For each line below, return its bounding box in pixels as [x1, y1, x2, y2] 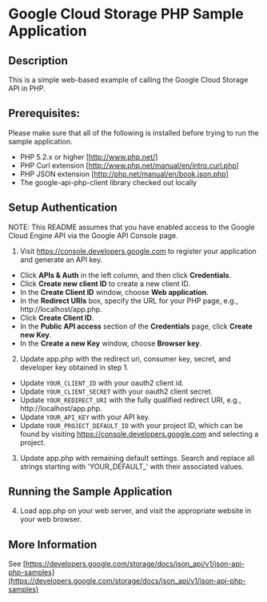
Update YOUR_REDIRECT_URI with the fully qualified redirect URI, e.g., [19, 394, 241, 405]
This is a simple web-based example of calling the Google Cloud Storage [8, 75, 249, 84]
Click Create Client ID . [19, 313, 94, 322]
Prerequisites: [8, 107, 80, 120]
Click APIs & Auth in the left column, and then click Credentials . [19, 270, 232, 280]
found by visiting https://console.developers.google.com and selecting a [19, 429, 259, 438]
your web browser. [19, 515, 82, 524]
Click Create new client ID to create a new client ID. [19, 278, 190, 289]
